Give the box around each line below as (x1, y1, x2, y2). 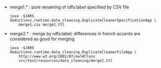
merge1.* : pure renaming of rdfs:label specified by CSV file (9, 4, 129, 10)
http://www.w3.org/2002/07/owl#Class (19, 54, 95, 59)
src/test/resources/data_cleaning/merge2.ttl (19, 58, 113, 63)
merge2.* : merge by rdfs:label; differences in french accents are (9, 31, 141, 36)
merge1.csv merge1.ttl (19, 22, 65, 27)
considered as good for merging (9, 36, 75, 42)
